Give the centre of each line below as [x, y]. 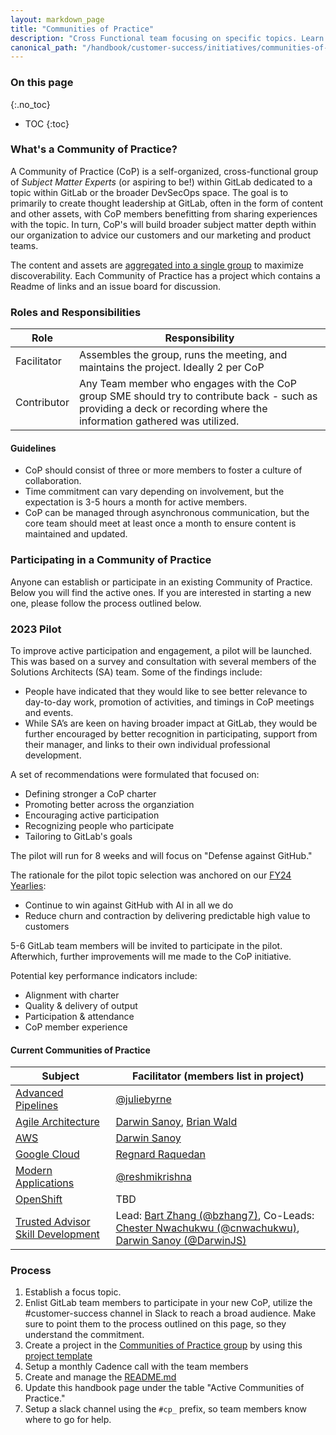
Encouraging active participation [92, 815]
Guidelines [33, 448]
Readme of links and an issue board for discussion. [116, 286]
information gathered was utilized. [159, 421]
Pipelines [37, 1106]
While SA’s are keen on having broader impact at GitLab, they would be [171, 723]
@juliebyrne [143, 1099]
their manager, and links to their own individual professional [147, 744]
